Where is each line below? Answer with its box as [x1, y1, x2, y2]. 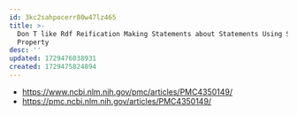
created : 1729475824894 [9, 63, 97, 72]
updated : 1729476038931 [9, 54, 97, 63]
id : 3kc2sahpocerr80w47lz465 [9, 12, 117, 22]
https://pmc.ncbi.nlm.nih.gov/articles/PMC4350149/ [21, 96, 212, 106]
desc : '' [9, 46, 42, 55]
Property [17, 37, 49, 47]
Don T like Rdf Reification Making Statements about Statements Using [17, 29, 283, 38]
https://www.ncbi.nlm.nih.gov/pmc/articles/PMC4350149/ [21, 86, 233, 97]
